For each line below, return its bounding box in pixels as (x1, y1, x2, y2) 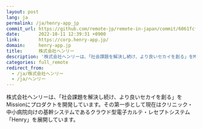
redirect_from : (6, 64, 44, 71)
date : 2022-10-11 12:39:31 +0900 (6, 31, 106, 37)
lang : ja (6, 14, 28, 20)
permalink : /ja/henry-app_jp (6, 20, 79, 26)
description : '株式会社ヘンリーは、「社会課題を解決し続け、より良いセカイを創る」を (6, 54, 194, 60)
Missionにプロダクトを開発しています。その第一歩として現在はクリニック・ (6, 101, 194, 109)
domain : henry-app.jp (6, 43, 71, 49)
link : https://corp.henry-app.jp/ (6, 37, 109, 43)
